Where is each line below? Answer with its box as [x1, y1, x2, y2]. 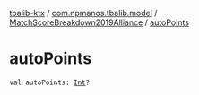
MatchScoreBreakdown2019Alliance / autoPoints [9, 17, 190, 28]
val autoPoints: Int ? [9, 78, 91, 87]
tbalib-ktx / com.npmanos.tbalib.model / [9, 8, 158, 18]
